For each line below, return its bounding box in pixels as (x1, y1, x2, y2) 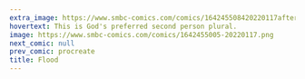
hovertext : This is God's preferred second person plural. (9, 22, 238, 31)
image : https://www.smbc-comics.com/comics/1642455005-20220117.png (9, 30, 274, 39)
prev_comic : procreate (9, 47, 95, 56)
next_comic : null (9, 38, 75, 48)
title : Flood (9, 55, 59, 64)
